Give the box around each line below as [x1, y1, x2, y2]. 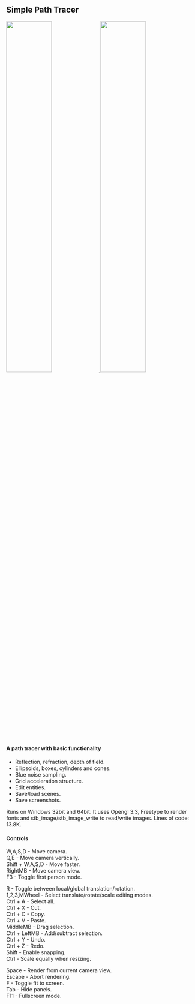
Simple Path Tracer [6, 5, 79, 15]
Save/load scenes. [14, 790, 61, 798]
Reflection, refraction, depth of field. [14, 759, 105, 766]
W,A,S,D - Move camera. [6, 848, 67, 855]
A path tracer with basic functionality [6, 745, 101, 752]
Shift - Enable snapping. [6, 949, 66, 956]
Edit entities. [14, 784, 46, 791]
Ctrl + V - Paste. [6, 917, 46, 924]
